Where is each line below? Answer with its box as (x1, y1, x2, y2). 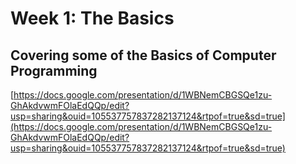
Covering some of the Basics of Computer (10, 47, 277, 64)
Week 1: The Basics (10, 7, 175, 30)
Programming (10, 62, 98, 79)
